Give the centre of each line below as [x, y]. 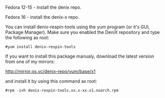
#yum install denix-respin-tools [40, 47]
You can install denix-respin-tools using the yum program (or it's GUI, [78, 27]
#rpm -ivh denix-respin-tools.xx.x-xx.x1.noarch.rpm [62, 90]
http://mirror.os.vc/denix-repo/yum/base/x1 [50, 71]
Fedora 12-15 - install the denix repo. [44, 7]
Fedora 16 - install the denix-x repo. [42, 17]
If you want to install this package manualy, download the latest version [80, 56]
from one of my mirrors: [30, 62]
